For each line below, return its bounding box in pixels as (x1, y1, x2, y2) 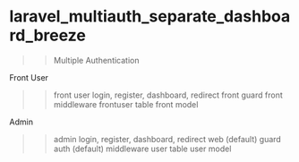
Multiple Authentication (53, 55, 140, 65)
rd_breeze (9, 25, 87, 46)
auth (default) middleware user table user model (53, 143, 232, 154)
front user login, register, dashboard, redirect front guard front (53, 90, 284, 100)
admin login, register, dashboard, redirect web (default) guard (53, 133, 282, 144)
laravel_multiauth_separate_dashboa (9, 6, 291, 27)
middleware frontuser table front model (53, 98, 199, 109)
